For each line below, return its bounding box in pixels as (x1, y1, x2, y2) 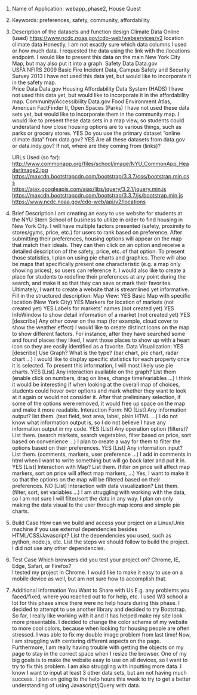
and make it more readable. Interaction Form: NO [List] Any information (11, 406, 187, 413)
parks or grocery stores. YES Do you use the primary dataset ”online (11, 129, 180, 137)
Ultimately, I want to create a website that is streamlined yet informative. (11, 286, 190, 293)
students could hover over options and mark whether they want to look (11, 387, 187, 394)
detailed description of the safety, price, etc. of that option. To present (11, 248, 185, 255)
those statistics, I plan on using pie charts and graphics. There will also (11, 254, 186, 261)
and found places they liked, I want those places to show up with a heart (11, 336, 190, 344)
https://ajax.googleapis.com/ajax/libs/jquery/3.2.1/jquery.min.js (11, 186, 167, 193)
